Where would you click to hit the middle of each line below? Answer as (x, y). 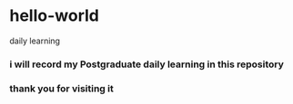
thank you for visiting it (61, 89)
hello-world (55, 16)
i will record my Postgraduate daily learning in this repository (147, 64)
